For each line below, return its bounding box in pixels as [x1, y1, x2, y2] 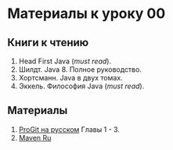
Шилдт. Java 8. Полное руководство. [18, 65, 142, 74]
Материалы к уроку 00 [7, 5, 166, 23]
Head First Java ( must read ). [18, 56, 111, 66]
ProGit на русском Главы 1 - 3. [18, 124, 121, 134]
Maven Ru [18, 133, 52, 142]
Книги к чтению [7, 36, 89, 49]
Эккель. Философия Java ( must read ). [18, 81, 145, 91]
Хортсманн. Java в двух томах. [18, 73, 123, 82]
